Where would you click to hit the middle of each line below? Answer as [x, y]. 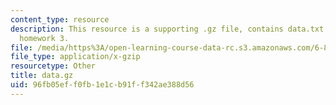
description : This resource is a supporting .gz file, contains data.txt [167, 29]
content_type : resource [60, 19]
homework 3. [44, 38]
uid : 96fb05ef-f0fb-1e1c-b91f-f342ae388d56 [102, 85]
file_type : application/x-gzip [75, 57]
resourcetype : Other [53, 66]
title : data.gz [42, 76]
